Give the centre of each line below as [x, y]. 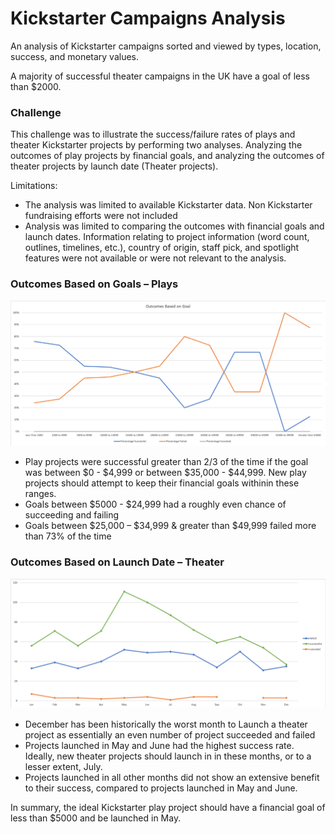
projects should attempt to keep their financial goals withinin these [162, 483]
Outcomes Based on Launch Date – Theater [117, 562]
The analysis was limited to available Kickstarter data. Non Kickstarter [168, 205]
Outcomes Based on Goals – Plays [94, 284]
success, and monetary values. [75, 56]
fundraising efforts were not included [101, 216]
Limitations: [34, 186]
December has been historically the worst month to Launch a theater [166, 724]
